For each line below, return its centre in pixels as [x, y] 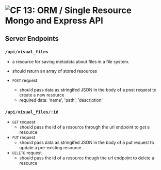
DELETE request [27, 153]
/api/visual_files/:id [32, 112]
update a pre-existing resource [50, 148]
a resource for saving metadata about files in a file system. [71, 62]
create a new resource [42, 95]
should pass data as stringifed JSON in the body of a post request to [88, 90]
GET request [24, 122]
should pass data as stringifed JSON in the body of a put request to [87, 142]
